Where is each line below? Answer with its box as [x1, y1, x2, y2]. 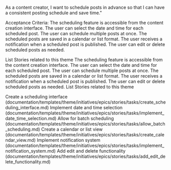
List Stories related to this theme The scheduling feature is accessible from [5, 57, 163, 63]
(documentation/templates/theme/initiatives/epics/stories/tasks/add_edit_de [5, 153, 166, 159]
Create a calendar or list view [41, 126, 103, 132]
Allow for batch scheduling [57, 115, 114, 122]
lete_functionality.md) [5, 159, 51, 165]
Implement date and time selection [50, 105, 123, 110]
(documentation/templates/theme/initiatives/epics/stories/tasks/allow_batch [5, 121, 165, 127]
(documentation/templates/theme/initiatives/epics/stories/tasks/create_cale [5, 132, 165, 137]
